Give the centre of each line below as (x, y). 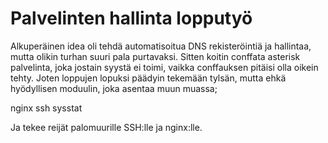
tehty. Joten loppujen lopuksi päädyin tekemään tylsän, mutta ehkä (148, 78)
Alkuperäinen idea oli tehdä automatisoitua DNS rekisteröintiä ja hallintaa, (161, 46)
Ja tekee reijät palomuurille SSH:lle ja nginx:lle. (106, 127)
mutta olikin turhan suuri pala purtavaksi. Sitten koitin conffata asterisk (155, 56)
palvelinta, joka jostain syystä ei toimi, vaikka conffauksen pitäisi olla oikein (164, 67)
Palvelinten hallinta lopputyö (131, 18)
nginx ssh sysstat (46, 108)
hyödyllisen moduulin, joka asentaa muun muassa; (114, 88)
